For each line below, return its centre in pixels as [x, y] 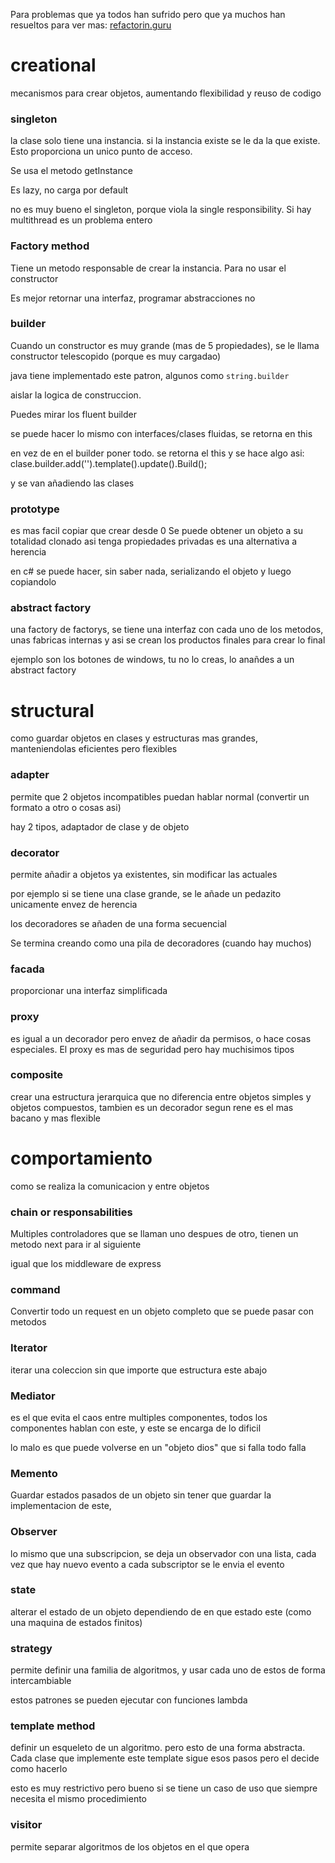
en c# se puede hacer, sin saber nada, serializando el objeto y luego [151, 571]
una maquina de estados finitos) [76, 1622]
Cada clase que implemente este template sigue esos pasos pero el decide [165, 1758]
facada [27, 969]
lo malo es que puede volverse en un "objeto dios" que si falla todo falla [158, 1447]
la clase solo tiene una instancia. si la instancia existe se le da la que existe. [165, 141]
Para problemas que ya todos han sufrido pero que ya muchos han [148, 14]
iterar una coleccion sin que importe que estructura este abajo [139, 1370]
